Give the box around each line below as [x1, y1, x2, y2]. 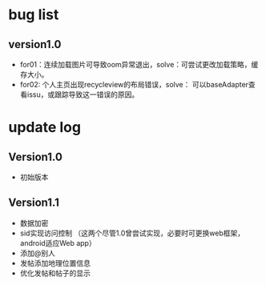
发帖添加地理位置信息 [19, 258, 91, 267]
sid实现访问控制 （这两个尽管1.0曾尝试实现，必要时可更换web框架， [19, 228, 245, 238]
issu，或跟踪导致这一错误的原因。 [26, 90, 139, 99]
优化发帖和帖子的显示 [19, 268, 91, 278]
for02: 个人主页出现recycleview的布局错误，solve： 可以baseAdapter [19, 80, 249, 89]
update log [8, 118, 82, 137]
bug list [8, 6, 59, 24]
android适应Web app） [19, 238, 96, 247]
